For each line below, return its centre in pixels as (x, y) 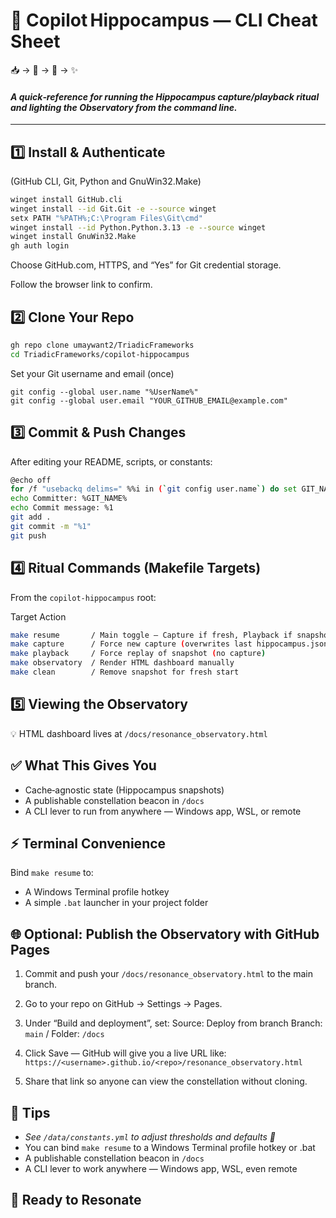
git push (28, 535)
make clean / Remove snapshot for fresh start (125, 672)
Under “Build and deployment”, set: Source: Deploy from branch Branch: (173, 1023)
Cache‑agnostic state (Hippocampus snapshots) (124, 790)
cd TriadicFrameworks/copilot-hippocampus (100, 354)
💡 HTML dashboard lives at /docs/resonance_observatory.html (139, 733)
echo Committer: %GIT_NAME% (69, 499)
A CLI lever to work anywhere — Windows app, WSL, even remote (161, 1168)
